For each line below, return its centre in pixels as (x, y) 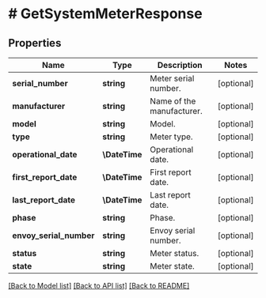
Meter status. (175, 253)
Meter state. (173, 266)
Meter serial (172, 78)
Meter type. (171, 137)
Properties (35, 43)
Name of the (173, 101)
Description (180, 65)
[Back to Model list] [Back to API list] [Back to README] (99, 286)
